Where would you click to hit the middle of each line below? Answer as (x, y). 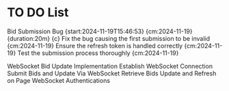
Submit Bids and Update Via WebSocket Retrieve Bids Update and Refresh (112, 73)
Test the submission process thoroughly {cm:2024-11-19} (98, 53)
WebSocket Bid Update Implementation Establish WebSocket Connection (110, 66)
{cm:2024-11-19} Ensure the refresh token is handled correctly (95, 45)
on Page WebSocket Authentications (59, 80)
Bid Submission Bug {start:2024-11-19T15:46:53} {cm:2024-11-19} (100, 31)
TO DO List (38, 13)
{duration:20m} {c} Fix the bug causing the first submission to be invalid (109, 38)
